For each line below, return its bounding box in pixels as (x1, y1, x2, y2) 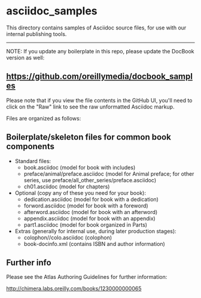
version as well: (6, 54, 45, 61)
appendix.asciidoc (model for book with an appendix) (23, 215, 156, 222)
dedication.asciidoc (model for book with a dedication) (23, 195, 159, 203)
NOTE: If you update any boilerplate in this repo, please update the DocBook (6, 47, 194, 55)
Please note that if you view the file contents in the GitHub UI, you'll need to (6, 97, 193, 104)
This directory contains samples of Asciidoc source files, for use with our (6, 24, 187, 31)
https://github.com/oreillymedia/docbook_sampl (6, 71, 193, 82)
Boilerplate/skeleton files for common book (6, 132, 172, 142)
